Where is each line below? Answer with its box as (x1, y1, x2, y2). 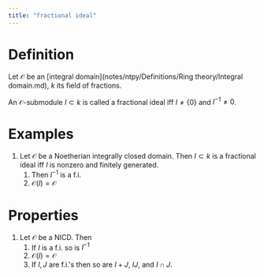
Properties (8, 207, 79, 224)
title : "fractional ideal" (8, 11, 97, 20)
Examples (8, 125, 74, 143)
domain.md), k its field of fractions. (8, 80, 122, 90)
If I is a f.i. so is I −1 (31, 241, 91, 253)
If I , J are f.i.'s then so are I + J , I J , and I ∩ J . (31, 260, 173, 269)
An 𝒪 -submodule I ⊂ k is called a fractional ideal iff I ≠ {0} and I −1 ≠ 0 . (8, 95, 236, 107)
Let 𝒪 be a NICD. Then (19, 232, 92, 241)
